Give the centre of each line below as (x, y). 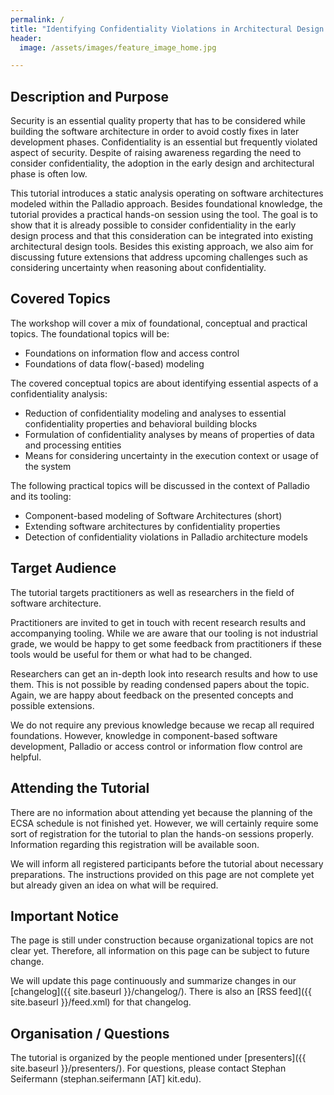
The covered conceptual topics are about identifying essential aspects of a (164, 383)
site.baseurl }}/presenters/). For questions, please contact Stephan (148, 1068)
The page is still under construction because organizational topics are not (162, 940)
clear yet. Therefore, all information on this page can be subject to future (160, 951)
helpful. (26, 757)
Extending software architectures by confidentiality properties (152, 526)
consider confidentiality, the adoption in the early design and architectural (162, 163)
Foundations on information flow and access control (132, 353)
